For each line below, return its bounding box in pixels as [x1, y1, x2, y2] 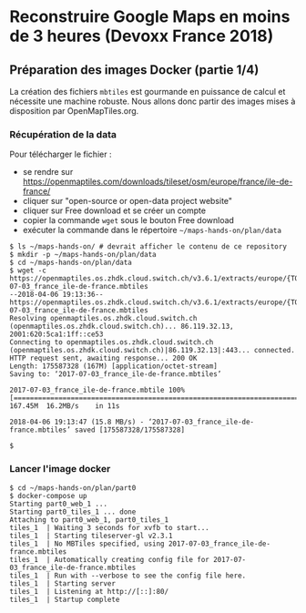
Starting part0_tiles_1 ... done [9, 507, 137, 516]
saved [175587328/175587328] [74, 425, 185, 434]
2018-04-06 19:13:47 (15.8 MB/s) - [9, 417, 145, 427]
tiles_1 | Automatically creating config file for [9, 555, 209, 564]
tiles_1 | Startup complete [9, 595, 120, 604]
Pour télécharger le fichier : [9, 148, 112, 160]
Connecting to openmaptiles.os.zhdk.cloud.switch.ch [9, 338, 214, 347]
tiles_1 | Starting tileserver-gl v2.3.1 [9, 531, 173, 540]
